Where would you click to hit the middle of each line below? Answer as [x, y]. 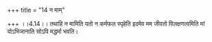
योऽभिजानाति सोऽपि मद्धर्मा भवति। [43, 31]
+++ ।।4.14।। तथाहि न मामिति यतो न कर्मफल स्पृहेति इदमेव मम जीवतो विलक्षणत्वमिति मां [106, 24]
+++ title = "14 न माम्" [36, 10]
